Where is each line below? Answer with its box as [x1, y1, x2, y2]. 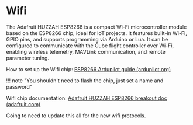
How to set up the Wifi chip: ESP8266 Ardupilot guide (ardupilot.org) [6, 65, 171, 72]
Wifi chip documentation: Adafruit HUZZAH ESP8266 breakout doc [6, 95, 168, 102]
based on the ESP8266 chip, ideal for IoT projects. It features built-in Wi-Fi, [6, 29, 187, 36]
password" [6, 83, 33, 90]
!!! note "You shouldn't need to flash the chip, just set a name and [6, 77, 164, 84]
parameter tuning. [6, 54, 50, 61]
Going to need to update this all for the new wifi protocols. [6, 112, 146, 119]
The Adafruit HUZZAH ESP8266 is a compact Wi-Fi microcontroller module [6, 23, 187, 30]
